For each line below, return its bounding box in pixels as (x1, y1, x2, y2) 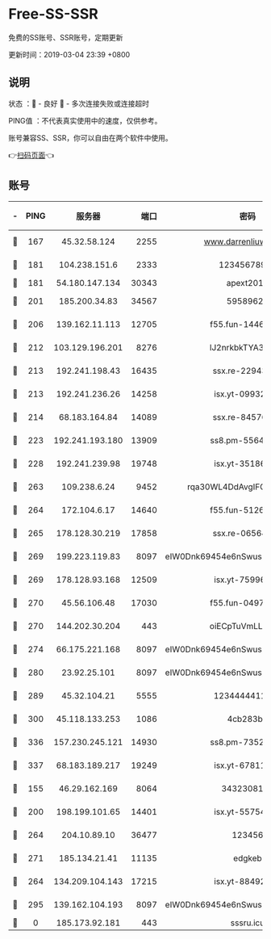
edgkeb (233, 853, 262, 864)
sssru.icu (230, 917, 265, 929)
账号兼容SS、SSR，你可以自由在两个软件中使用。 (8, 132, 173, 142)
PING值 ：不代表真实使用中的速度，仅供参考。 (8, 115, 162, 125)
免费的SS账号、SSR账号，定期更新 (8, 32, 123, 42)
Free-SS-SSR (8, 5, 98, 23)
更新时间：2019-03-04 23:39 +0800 (8, 49, 131, 59)
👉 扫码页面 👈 (8, 150, 55, 160)
